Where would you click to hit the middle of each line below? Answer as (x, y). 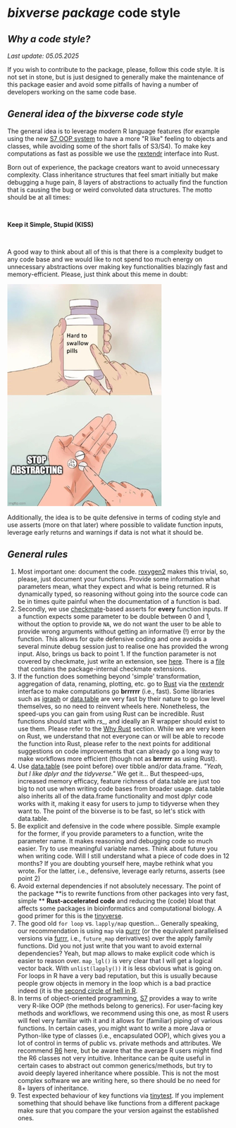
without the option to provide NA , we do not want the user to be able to (119, 624)
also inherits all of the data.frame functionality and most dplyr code (115, 796)
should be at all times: (39, 197)
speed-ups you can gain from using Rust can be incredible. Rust (111, 714)
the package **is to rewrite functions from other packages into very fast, (123, 893)
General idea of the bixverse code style (95, 114)
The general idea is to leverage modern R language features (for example (113, 131)
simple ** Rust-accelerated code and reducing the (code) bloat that (117, 900)
